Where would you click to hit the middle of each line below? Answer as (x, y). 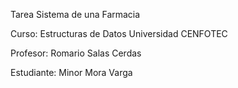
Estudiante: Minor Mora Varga (71, 72)
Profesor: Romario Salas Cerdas (76, 53)
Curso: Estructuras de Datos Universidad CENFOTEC (119, 33)
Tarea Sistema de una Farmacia (75, 14)
